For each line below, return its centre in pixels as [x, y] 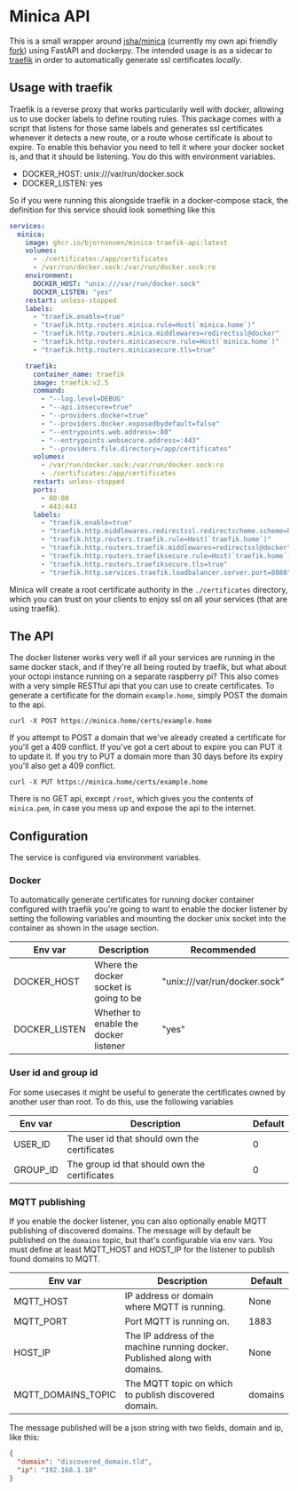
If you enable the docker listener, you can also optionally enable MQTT [138, 1221]
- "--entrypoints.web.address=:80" [107, 432]
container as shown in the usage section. [84, 928]
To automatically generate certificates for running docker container [132, 900]
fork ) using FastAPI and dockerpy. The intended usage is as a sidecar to [141, 50]
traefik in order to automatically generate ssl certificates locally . [125, 60]
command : [49, 391]
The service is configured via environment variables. [105, 857]
